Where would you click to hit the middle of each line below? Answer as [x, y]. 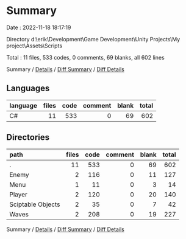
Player [18, 194]
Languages [28, 88]
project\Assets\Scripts [34, 46]
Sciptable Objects [35, 204]
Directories [28, 137]
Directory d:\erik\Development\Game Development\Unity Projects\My [93, 39]
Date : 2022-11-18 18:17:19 [39, 27]
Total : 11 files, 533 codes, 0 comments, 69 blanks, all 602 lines [85, 57]
